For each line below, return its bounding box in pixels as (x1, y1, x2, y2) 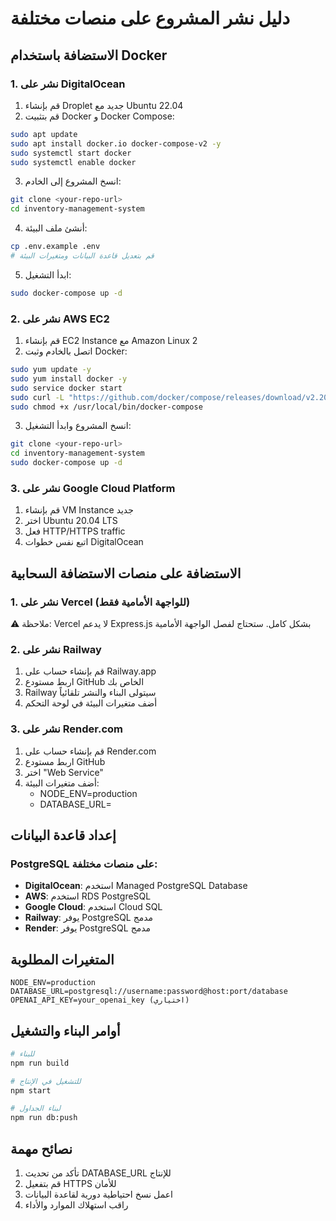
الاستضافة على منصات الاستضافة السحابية (10, 565, 242, 582)
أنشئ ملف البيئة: (24, 222, 88, 234)
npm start (10, 1085, 52, 1096)
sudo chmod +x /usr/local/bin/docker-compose (10, 402, 203, 412)
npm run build (10, 1058, 70, 1068)
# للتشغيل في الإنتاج (10, 1076, 82, 1086)
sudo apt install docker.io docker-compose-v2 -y (10, 138, 222, 149)
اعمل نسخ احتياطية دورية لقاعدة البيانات (24, 1188, 173, 1200)
